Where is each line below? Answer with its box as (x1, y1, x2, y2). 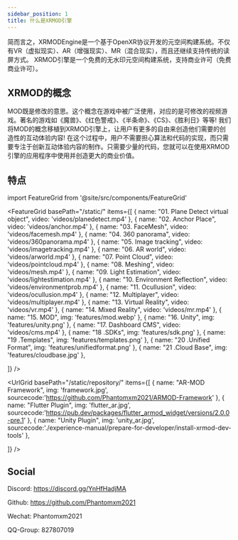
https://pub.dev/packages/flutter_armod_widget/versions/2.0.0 (45, 409, 230, 417)
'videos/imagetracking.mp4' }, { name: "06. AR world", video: (7, 245, 187, 254)
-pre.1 (7, 416, 24, 425)
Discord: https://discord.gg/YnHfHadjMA (7, 484, 126, 492)
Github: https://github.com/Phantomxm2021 (7, 498, 136, 507)
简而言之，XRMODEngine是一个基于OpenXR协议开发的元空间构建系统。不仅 (7, 37, 231, 46)
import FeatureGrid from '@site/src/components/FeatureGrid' (7, 193, 187, 202)
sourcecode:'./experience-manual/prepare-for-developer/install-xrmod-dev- (7, 423, 232, 432)
